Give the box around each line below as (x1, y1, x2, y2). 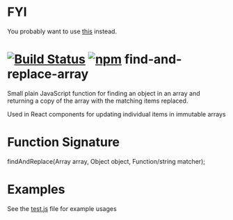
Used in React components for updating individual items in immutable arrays (7, 110, 226, 118)
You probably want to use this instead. (7, 27, 117, 35)
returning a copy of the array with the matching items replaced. (7, 96, 188, 105)
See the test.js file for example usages (7, 204, 117, 212)
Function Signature (7, 135, 120, 150)
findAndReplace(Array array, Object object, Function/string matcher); (7, 157, 205, 165)
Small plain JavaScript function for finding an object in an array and (7, 89, 200, 97)
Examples (7, 182, 65, 197)
